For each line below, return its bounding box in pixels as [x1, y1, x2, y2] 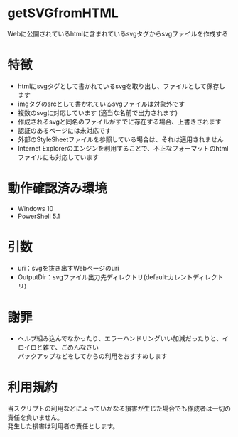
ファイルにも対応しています [17, 153, 99, 161]
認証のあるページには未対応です [17, 126, 112, 134]
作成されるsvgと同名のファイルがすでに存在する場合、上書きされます [17, 117, 222, 126]
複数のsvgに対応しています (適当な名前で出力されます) [17, 108, 178, 117]
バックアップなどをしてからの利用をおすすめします [17, 352, 168, 360]
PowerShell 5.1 [17, 212, 60, 220]
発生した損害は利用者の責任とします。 [7, 421, 119, 431]
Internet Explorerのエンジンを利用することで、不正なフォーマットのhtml [17, 144, 229, 152]
